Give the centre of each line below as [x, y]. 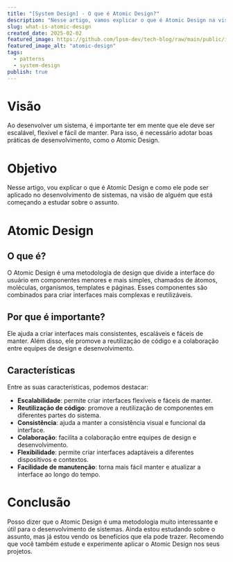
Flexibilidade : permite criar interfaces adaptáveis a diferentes [105, 452]
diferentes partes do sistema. [59, 415]
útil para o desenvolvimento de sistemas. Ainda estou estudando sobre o [111, 529]
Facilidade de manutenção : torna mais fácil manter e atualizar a [109, 467]
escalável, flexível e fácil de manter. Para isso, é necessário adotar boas [110, 133]
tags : [15, 53]
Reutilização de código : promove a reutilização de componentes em [115, 408]
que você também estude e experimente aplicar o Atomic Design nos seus [113, 544]
